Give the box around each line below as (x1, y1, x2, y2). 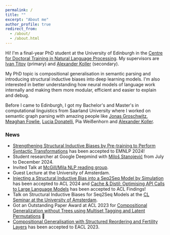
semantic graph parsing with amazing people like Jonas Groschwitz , (5, 113, 148, 119)
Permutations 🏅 (12, 213, 45, 219)
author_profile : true (5, 21, 51, 27)
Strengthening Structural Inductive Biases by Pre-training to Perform (12, 143, 156, 149)
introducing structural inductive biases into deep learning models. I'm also (5, 76, 160, 82)
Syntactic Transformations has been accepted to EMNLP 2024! (12, 148, 145, 154)
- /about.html (10, 36, 40, 41)
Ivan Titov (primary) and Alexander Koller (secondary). (5, 61, 119, 67)
